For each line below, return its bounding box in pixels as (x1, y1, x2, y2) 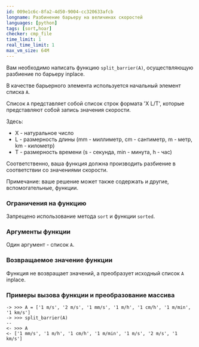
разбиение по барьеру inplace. (6, 70, 85, 78)
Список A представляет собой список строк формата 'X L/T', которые (6, 100, 185, 107)
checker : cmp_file (6, 31, 52, 37)
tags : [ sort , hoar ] (6, 25, 52, 32)
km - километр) (14, 142, 55, 149)
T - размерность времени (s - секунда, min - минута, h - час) (14, 148, 172, 155)
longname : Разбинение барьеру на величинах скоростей (6, 14, 143, 20)
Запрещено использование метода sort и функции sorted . (6, 213, 155, 220)
